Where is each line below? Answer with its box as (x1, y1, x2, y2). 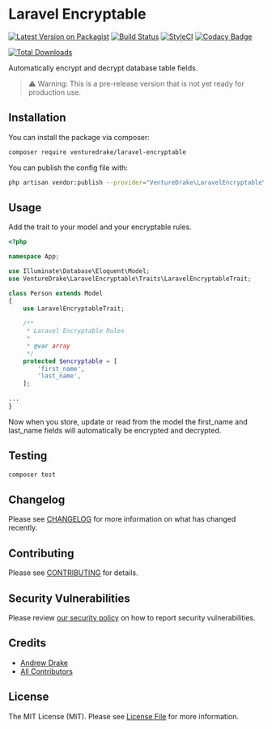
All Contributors (19, 666, 73, 676)
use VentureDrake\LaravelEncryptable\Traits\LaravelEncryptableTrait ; (8, 275, 252, 283)
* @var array (26, 342, 70, 350)
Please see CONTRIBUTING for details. (8, 568, 139, 578)
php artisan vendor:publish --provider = (8, 178, 147, 186)
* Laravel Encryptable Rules (26, 327, 125, 335)
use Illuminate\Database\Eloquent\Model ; (8, 267, 151, 275)
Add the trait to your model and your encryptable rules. (8, 222, 192, 232)
